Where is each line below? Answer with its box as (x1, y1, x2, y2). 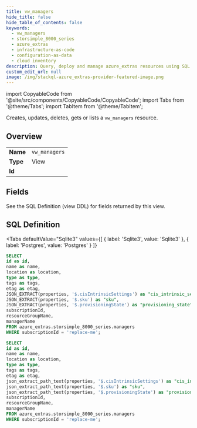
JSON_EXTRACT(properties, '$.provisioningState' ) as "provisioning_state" (6, 302, 193, 308)
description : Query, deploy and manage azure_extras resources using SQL (6, 63, 191, 69)
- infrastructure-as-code (11, 47, 75, 53)
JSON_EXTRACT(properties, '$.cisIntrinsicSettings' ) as (6, 291, 145, 297)
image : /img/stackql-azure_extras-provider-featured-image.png (6, 74, 164, 80)
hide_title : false (6, 14, 51, 20)
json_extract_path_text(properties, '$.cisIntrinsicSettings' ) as (6, 378, 172, 384)
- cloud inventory (11, 58, 57, 63)
